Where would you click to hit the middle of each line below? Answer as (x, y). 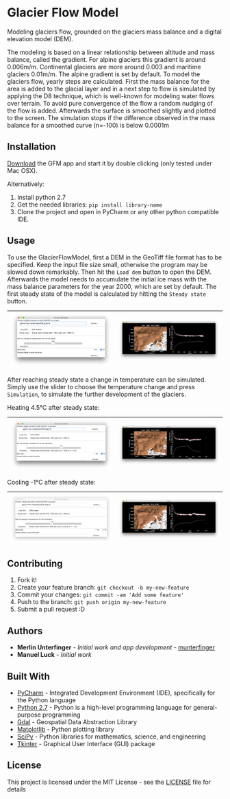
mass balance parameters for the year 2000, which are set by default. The (112, 286)
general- (205, 708)
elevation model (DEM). (40, 38)
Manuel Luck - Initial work (54, 655)
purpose (29, 715)
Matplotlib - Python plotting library (65, 730)
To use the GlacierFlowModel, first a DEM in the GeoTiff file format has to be (115, 257)
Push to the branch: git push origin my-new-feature (91, 602)
